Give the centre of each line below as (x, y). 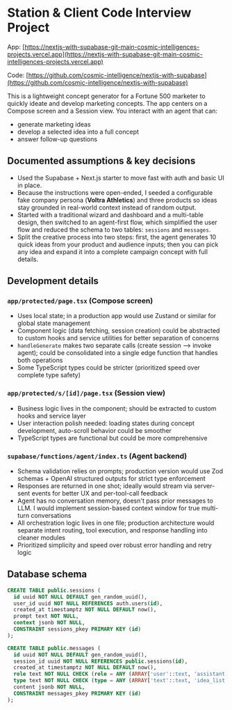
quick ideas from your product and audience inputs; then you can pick (118, 244)
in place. (30, 185)
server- (204, 486)
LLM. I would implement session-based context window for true (108, 508)
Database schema (47, 575)
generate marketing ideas (54, 124)
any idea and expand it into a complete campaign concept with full (113, 251)
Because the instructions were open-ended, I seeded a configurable (115, 192)
